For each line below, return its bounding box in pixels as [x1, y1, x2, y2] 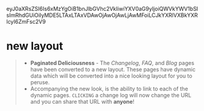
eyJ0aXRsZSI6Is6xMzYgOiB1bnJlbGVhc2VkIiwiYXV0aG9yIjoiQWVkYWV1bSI [6, 5, 199, 12]
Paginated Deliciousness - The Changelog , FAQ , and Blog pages [30, 59, 195, 66]
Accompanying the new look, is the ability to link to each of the [30, 85, 189, 92]
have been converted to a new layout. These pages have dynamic [30, 66, 196, 73]
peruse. [30, 78, 50, 86]
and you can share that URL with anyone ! [30, 98, 135, 105]
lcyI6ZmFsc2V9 [6, 18, 46, 25]
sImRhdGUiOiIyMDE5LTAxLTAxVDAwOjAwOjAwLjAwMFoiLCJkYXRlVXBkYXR [6, 12, 198, 19]
